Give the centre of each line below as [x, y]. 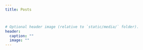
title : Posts [18, 9]
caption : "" [22, 36]
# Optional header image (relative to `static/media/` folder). [72, 27]
